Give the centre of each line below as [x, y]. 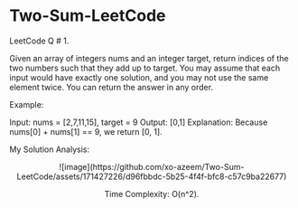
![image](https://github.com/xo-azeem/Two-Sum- [152, 166]
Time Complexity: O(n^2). [152, 194]
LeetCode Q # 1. [39, 41]
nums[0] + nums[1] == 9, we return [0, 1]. [86, 131]
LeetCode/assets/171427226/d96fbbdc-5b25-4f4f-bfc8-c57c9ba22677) [152, 176]
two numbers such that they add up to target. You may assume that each [145, 68]
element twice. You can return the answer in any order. [112, 87]
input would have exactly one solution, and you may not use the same [139, 77]
